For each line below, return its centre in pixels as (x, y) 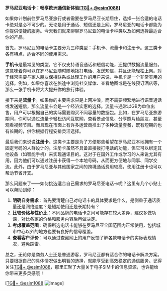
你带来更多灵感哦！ (25, 273)
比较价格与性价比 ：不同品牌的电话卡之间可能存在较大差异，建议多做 (82, 213)
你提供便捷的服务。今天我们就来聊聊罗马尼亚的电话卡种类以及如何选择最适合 (83, 31)
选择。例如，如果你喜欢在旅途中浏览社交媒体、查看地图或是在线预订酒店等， (83, 83)
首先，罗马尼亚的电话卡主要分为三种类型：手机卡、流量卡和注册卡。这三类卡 (83, 48)
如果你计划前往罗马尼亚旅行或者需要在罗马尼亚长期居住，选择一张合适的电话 (83, 18)
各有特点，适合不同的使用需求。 (38, 54)
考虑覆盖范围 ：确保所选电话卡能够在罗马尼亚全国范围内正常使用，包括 (84, 225)
